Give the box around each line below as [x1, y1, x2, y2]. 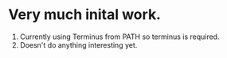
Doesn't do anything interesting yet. [19, 40, 138, 49]
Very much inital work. [8, 6, 162, 24]
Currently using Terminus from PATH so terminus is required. [19, 32, 220, 41]
